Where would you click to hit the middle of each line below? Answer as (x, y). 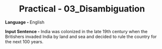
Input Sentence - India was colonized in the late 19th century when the (76, 31)
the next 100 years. (24, 41)
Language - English (25, 22)
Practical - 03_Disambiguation (82, 9)
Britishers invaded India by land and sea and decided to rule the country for (81, 37)
